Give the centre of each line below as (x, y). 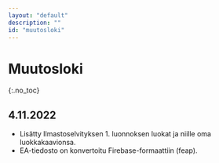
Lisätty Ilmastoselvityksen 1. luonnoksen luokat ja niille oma (115, 134)
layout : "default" (38, 15)
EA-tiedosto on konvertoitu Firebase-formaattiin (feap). (108, 150)
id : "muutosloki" (36, 30)
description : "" (35, 23)
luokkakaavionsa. (47, 143)
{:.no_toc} (24, 90)
